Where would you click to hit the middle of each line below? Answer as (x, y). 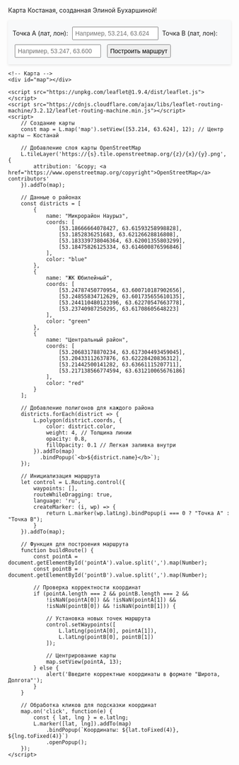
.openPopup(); (66, 742)
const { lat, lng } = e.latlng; (81, 718)
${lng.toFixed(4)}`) (39, 736)
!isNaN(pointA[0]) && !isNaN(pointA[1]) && (111, 600)
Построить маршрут (139, 51)
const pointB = (56, 569)
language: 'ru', (57, 501)
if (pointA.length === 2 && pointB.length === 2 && (111, 594)
